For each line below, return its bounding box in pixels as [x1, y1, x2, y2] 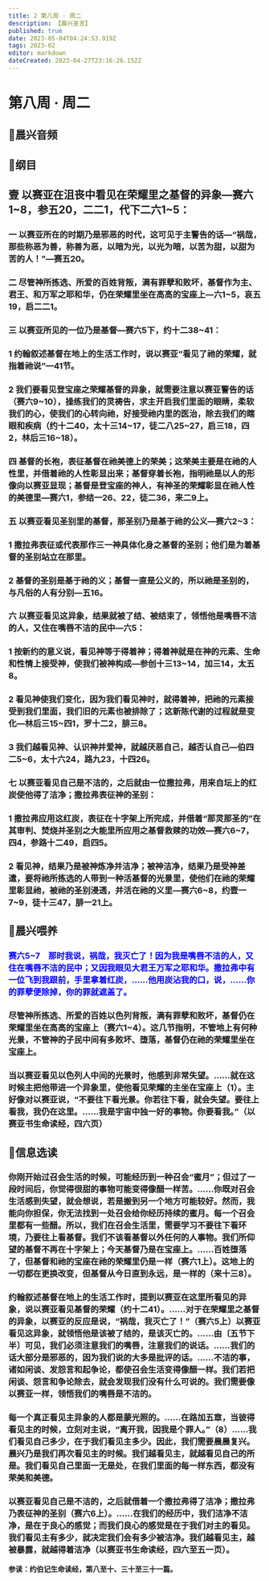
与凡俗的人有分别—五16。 [8, 587, 108, 598]
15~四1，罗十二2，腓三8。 [49, 718, 153, 729]
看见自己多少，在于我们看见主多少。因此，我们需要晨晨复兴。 [16, 1436, 255, 1447]
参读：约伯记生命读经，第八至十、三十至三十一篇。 [8, 1564, 177, 1574]
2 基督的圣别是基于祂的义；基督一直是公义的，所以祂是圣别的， [8, 574, 255, 586]
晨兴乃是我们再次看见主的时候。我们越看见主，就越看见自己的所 [8, 1448, 255, 1460]
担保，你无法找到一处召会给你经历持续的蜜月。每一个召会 [33, 1208, 255, 1219]
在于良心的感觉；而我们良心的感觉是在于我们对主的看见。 [33, 1520, 255, 1531]
